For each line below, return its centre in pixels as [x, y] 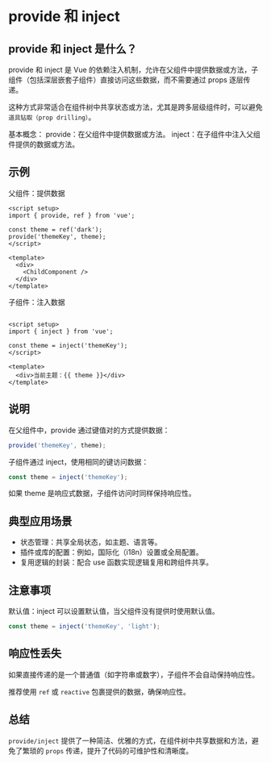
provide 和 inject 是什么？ [73, 49]
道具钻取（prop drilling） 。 [52, 117]
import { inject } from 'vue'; [61, 331]
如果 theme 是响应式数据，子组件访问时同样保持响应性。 [102, 494]
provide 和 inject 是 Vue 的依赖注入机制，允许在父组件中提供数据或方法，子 [133, 70]
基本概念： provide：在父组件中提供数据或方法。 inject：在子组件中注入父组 [134, 134]
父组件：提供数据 [37, 193]
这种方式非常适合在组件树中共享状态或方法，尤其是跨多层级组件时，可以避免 [135, 107]
